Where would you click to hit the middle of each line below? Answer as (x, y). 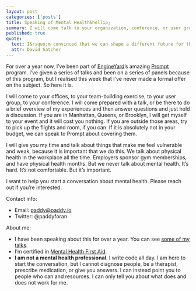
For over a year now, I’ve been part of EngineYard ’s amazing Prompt (87, 66)
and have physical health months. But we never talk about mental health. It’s (97, 163)
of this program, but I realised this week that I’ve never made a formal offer (96, 78)
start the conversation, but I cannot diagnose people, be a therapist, (96, 263)
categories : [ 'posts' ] (34, 17)
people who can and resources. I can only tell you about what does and (100, 276)
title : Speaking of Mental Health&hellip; (58, 22)
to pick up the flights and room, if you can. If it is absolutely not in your (91, 127)
